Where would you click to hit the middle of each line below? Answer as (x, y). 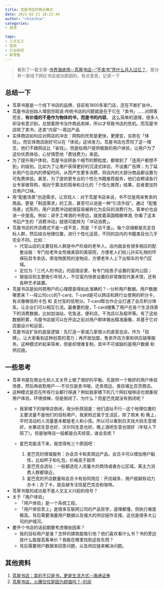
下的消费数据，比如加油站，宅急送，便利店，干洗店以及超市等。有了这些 (85, 314)
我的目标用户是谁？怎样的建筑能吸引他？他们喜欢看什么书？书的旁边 (88, 534)
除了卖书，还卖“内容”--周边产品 (48, 130)
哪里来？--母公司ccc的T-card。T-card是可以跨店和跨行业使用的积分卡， (85, 295)
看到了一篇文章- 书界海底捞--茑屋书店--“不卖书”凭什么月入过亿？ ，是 (86, 70)
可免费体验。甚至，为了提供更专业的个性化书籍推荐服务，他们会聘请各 (83, 179)
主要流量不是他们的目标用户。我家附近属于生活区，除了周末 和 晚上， (89, 415)
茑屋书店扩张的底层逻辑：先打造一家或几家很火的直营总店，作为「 (78, 332)
